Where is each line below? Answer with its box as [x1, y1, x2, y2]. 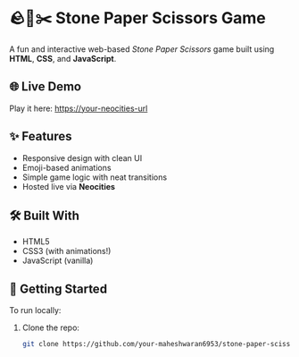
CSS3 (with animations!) [21, 246, 112, 257]
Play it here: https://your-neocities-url [9, 103, 148, 114]
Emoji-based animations [21, 162, 112, 173]
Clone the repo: [21, 322, 80, 333]
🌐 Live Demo [9, 79, 82, 95]
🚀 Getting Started [9, 281, 108, 296]
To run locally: [9, 305, 62, 316]
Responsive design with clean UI [21, 152, 143, 163]
